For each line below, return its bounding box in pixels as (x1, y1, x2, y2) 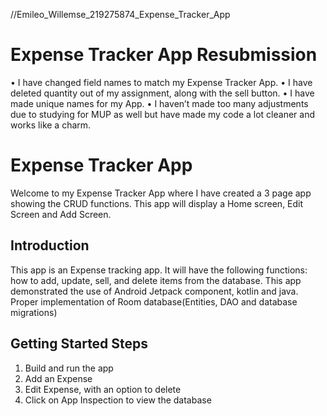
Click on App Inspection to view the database (24, 394, 212, 406)
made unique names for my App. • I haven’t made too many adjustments (10, 97, 309, 109)
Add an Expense (24, 372, 93, 384)
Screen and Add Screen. (10, 208, 112, 220)
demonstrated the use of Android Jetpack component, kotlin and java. (10, 285, 299, 297)
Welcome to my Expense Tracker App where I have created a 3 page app (10, 187, 312, 199)
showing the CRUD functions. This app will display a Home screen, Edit (10, 197, 304, 209)
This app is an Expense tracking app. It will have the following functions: (10, 264, 308, 276)
